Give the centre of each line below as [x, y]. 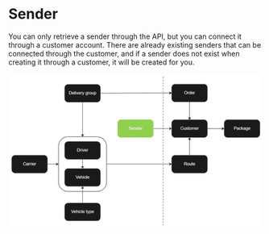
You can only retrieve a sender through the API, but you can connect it [125, 36]
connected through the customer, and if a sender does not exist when [124, 53]
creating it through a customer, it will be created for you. [101, 62]
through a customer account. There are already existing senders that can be [135, 44]
